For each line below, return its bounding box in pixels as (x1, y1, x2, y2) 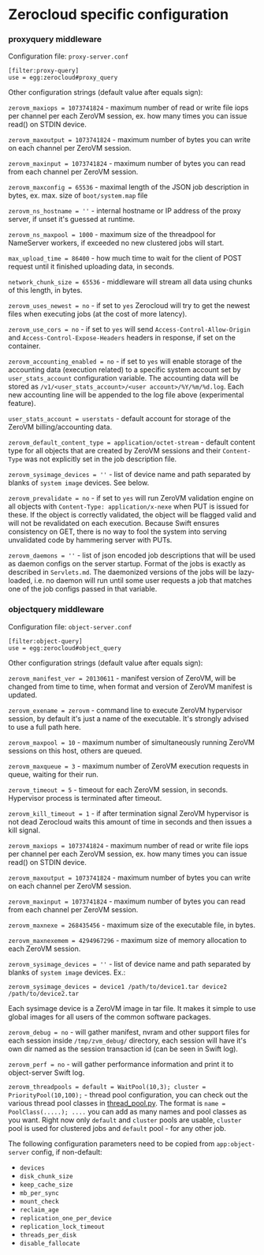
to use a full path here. (8, 722, 81, 731)
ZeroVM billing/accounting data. (8, 423, 113, 432)
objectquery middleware (8, 604, 105, 615)
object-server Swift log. (8, 1068, 85, 1077)
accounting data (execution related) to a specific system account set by (8, 365, 241, 374)
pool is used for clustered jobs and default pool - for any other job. (8, 1123, 227, 1133)
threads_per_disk (19, 1231, 77, 1239)
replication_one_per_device (19, 1214, 112, 1222)
